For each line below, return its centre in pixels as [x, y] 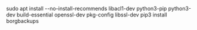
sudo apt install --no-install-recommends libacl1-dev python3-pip [87, 9]
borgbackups [23, 21]
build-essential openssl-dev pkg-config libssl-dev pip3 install [92, 15]
